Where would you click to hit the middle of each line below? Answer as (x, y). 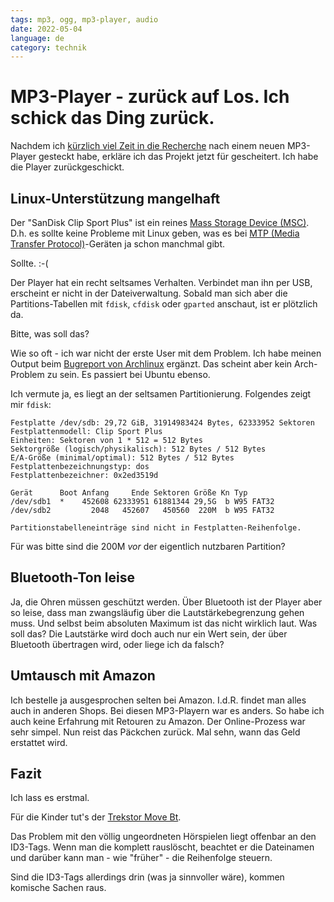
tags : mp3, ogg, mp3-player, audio (84, 19)
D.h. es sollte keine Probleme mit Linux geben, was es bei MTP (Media (155, 233)
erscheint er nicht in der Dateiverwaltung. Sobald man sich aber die (149, 293)
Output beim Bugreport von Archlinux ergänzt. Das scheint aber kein (151, 364)
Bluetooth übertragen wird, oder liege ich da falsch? (117, 644)
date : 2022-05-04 (46, 29)
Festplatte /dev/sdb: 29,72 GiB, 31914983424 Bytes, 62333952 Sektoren (162, 423)
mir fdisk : (31, 404)
